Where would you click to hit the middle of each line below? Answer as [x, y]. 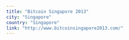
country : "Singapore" [33, 22]
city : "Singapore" [29, 17]
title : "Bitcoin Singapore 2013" [48, 11]
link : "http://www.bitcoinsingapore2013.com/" [65, 28]
